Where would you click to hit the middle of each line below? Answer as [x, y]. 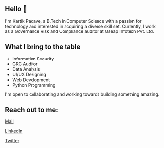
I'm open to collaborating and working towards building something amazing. [82, 94]
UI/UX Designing [29, 74]
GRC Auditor [25, 64]
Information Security [33, 59]
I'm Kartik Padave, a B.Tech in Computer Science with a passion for [73, 21]
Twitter [12, 141]
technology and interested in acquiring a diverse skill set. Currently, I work [81, 26]
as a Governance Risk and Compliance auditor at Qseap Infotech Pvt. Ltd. [80, 31]
